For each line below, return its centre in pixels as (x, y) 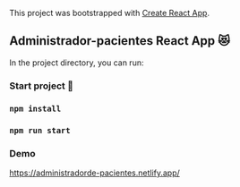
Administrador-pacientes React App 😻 (120, 41)
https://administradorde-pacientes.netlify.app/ (95, 173)
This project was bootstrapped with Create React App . (110, 13)
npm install (35, 108)
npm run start (40, 130)
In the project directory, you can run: (77, 63)
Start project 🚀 (42, 86)
